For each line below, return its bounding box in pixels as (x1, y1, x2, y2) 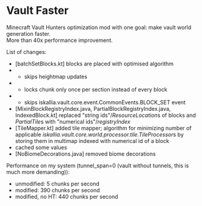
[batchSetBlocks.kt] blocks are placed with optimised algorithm (15, 60, 174, 67)
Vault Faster (6, 4, 69, 18)
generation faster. (6, 30, 51, 37)
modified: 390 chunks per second (15, 186, 100, 194)
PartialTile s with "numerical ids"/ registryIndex (15, 118, 130, 125)
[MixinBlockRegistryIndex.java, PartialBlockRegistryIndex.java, (15, 105, 171, 112)
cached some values (15, 144, 67, 151)
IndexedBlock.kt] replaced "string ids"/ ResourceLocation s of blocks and (15, 111, 196, 119)
